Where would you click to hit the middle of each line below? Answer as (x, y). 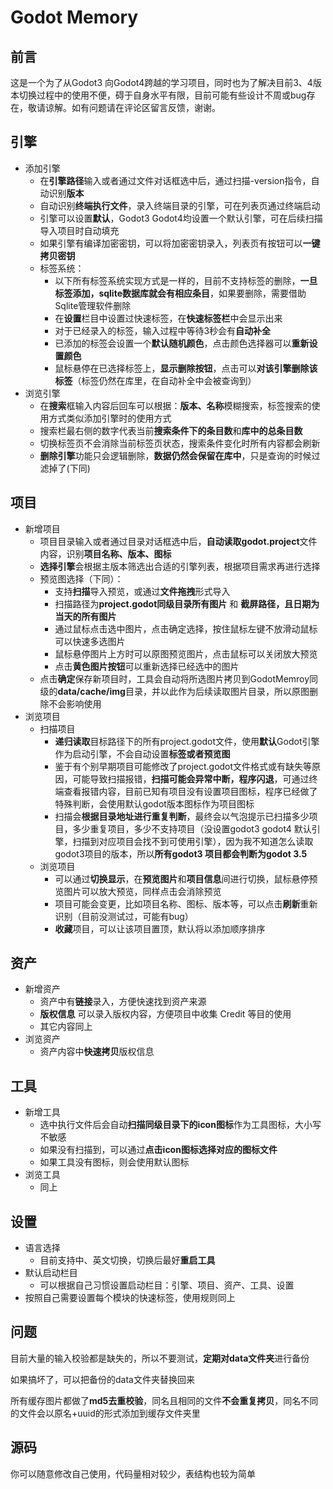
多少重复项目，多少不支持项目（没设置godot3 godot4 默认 (192, 828)
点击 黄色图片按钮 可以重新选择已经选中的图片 (147, 666)
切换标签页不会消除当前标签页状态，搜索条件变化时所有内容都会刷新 (180, 443)
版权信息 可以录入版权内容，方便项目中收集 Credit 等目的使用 (165, 1014)
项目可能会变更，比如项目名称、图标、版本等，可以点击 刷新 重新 (186, 903)
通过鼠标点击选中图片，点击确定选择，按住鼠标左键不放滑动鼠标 (186, 628)
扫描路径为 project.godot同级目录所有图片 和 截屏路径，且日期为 (187, 603)
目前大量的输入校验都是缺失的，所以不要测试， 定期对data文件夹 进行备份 (160, 1358)
